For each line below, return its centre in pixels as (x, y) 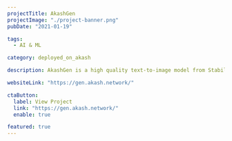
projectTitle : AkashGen (41, 13)
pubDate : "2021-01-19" (40, 26)
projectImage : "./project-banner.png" (63, 20)
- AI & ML (27, 46)
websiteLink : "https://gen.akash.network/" (71, 83)
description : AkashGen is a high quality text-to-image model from (106, 70)
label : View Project (43, 102)
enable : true (32, 115)
